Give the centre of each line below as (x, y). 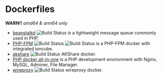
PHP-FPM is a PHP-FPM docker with (81, 43)
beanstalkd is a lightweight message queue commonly (84, 32)
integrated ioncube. (33, 48)
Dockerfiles (30, 9)
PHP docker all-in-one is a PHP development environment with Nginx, (85, 59)
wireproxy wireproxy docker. (58, 70)
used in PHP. (26, 38)
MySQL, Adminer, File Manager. (45, 64)
